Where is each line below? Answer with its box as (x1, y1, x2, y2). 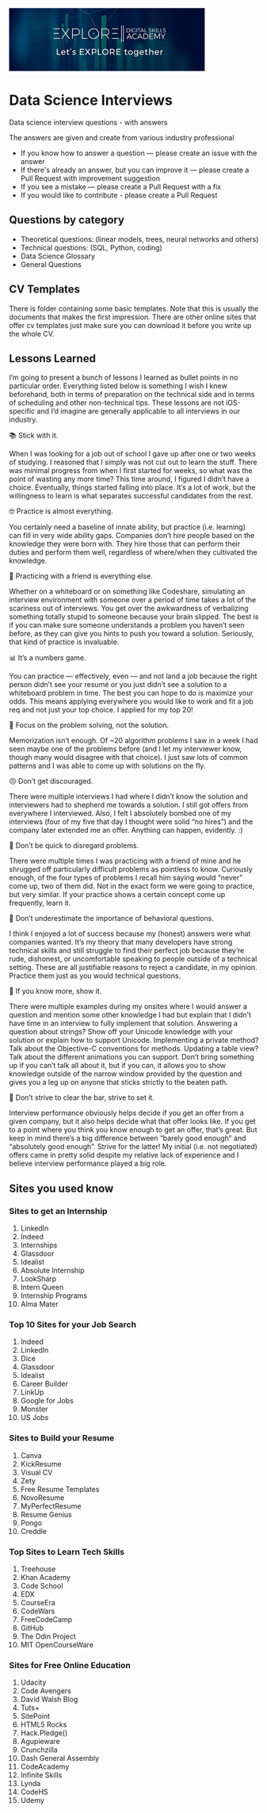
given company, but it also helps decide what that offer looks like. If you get (9, 1116, 256, 1126)
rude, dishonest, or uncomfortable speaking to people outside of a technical (9, 954, 257, 964)
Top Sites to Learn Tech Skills (9, 1546, 125, 1557)
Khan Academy (20, 1572, 71, 1582)
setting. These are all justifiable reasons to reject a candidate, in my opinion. (9, 963, 257, 972)
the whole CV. (9, 329, 55, 338)
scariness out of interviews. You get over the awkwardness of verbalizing (9, 604, 249, 613)
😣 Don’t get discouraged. (9, 777, 93, 786)
